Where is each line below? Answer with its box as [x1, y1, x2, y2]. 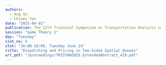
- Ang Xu [9, 12, 28, 17]
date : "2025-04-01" [5, 21, 45, 26]
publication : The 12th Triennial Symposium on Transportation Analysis [5, 25, 156, 30]
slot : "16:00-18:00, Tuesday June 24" [5, 43, 85, 48]
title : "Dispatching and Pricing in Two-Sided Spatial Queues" [5, 48, 138, 53]
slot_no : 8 [5, 39, 28, 44]
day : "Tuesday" [5, 35, 37, 40]
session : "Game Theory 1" [5, 30, 58, 35]
